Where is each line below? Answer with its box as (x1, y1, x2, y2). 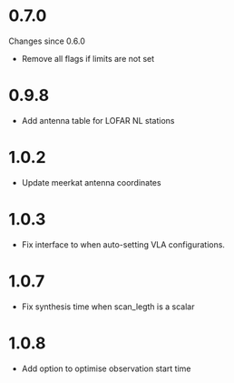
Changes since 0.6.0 (8, 35, 85, 46)
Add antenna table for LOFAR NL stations (21, 115, 175, 126)
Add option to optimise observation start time (21, 363, 191, 374)
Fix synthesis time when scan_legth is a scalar (21, 301, 196, 312)
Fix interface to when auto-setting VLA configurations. (21, 238, 226, 250)
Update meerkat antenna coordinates (21, 176, 161, 187)
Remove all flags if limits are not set (21, 53, 155, 64)
